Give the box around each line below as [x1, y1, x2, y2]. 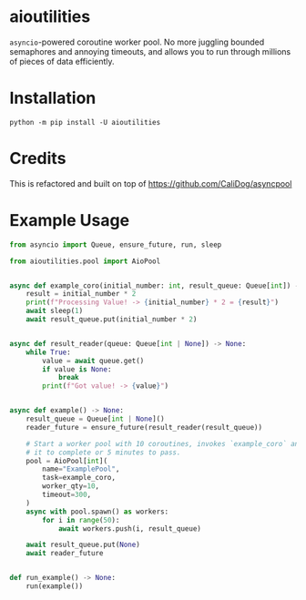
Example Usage [9, 210, 130, 230]
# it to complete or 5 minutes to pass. [25, 448, 181, 457]
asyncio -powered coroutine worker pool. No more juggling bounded [9, 36, 265, 47]
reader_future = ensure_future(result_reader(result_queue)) [25, 422, 262, 432]
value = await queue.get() [42, 356, 145, 365]
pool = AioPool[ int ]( [25, 456, 107, 465]
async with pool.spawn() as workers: [25, 507, 169, 516]
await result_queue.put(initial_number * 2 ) [25, 315, 198, 324]
